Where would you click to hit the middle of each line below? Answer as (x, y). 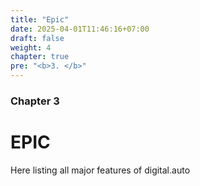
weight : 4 (31, 47)
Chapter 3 (35, 101)
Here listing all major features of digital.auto (100, 170)
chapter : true (40, 57)
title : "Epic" (40, 19)
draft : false (37, 38)
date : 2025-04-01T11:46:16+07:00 (80, 29)
